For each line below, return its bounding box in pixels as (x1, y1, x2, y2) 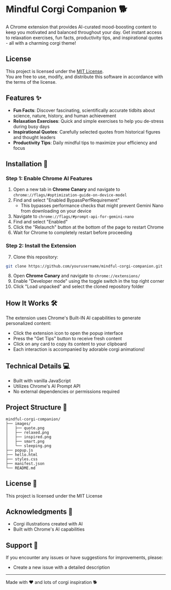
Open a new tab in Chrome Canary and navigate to (13, 186, 121, 192)
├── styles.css (6, 456, 38, 462)
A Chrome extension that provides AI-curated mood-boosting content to (6, 23, 157, 30)
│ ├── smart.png (6, 439, 45, 444)
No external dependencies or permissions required (13, 388, 120, 395)
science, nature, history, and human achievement (13, 112, 116, 119)
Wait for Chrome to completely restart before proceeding (13, 230, 132, 236)
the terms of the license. (6, 79, 57, 85)
